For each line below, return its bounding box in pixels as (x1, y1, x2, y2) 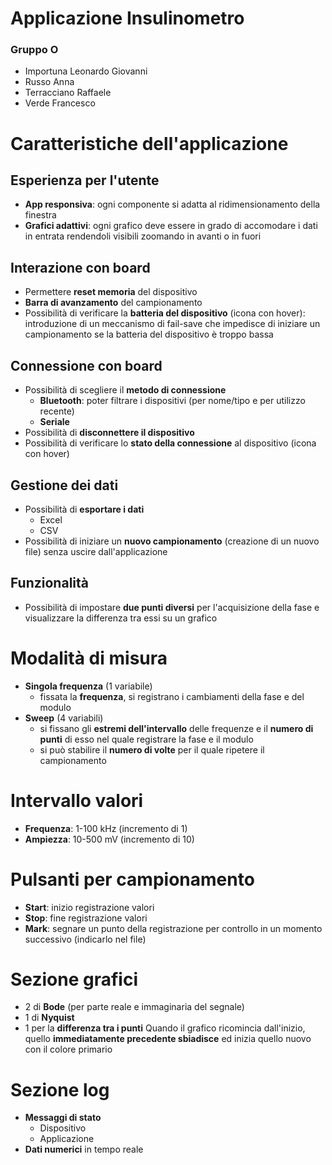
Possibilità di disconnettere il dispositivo (24, 427, 195, 439)
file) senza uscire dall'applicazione (24, 545, 168, 557)
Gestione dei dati (10, 477, 119, 494)
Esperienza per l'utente (10, 172, 160, 189)
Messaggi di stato (24, 1112, 102, 1124)
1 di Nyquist (24, 1012, 75, 1024)
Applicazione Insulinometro (10, 7, 245, 30)
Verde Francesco (24, 97, 96, 109)
